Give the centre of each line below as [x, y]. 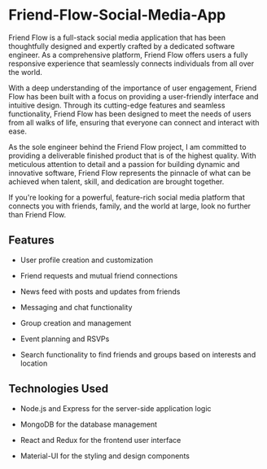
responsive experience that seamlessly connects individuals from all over [131, 64]
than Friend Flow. [37, 214]
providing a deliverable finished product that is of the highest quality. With [132, 156]
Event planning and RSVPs [65, 339]
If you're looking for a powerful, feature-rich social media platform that [127, 197]
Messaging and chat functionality [76, 307]
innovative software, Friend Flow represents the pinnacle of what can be [129, 173]
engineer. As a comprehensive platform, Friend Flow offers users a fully [128, 55]
